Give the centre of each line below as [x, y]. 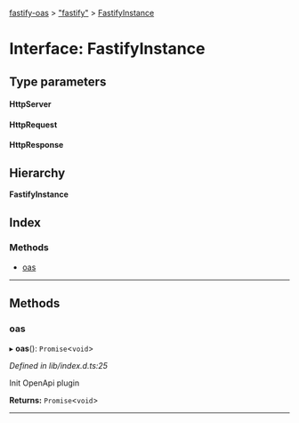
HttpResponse [36, 145]
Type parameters [58, 81]
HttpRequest [33, 125]
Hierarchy [37, 173]
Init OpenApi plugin [44, 383]
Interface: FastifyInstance [107, 49]
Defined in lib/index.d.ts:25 [59, 365]
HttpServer [30, 104]
